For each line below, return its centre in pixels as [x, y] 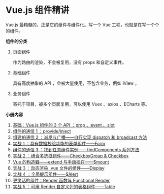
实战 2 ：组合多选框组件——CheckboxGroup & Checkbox [71, 156]
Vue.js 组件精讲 [37, 10]
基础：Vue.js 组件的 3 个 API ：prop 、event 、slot [64, 125]
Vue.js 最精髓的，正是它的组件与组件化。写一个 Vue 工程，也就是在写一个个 [82, 25]
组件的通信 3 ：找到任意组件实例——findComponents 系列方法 [76, 149]
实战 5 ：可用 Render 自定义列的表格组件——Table [64, 186]
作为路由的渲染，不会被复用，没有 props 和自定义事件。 [69, 62]
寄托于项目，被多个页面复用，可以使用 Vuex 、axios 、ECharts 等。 [81, 104]
